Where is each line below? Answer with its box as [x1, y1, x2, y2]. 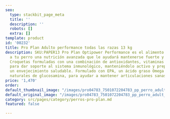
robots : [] [10, 26, 33, 31]
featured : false [5, 102, 39, 107]
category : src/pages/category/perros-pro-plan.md [5, 97, 112, 102]
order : [5, 83, 19, 88]
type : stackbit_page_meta [10, 12, 65, 17]
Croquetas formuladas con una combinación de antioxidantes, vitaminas [10, 59, 164, 64]
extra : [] [10, 31, 30, 36]
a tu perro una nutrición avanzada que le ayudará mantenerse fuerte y [10, 54, 164, 60]
